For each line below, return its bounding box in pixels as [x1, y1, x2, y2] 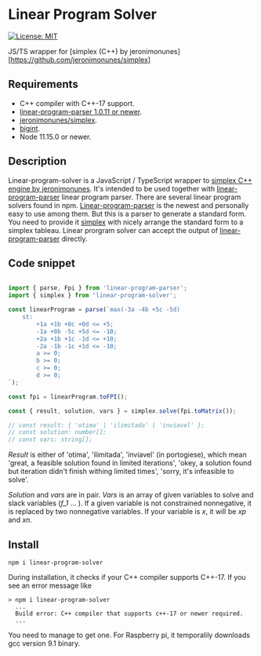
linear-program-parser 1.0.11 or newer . [19, 107, 143, 116]
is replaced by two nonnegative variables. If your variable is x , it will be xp [8, 507, 247, 516]
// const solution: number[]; [8, 428, 107, 436]
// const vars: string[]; [8, 436, 92, 444]
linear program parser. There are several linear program [61, 192, 241, 202]
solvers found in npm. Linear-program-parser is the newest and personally [8, 200, 249, 210]
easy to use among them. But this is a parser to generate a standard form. [8, 209, 247, 218]
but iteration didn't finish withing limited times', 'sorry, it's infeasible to [8, 467, 234, 476]
